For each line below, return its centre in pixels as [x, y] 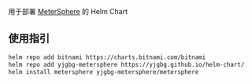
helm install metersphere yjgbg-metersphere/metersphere [104, 72]
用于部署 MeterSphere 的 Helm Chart [68, 11]
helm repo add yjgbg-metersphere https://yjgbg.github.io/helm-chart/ [126, 64]
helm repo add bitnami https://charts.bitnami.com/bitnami [107, 57]
